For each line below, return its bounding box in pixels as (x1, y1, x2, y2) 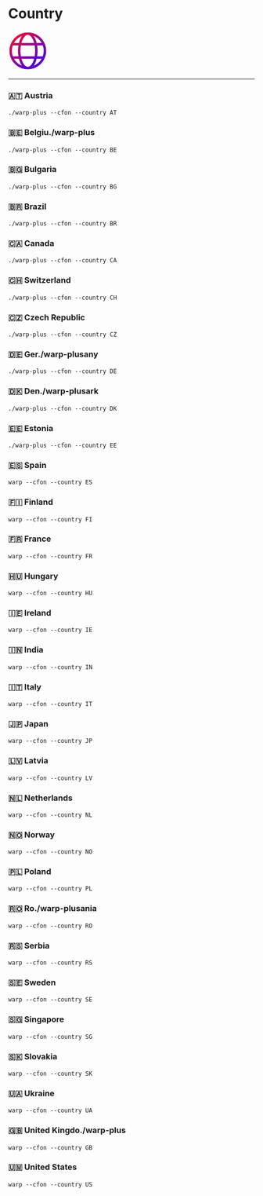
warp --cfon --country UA (8, 1106, 92, 1115)
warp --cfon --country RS (8, 959, 92, 967)
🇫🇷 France (8, 533, 52, 544)
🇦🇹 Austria (8, 90, 53, 101)
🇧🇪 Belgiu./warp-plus (8, 127, 95, 138)
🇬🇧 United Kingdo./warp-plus (8, 1125, 127, 1136)
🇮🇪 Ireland (8, 608, 52, 619)
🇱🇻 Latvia (8, 755, 49, 766)
